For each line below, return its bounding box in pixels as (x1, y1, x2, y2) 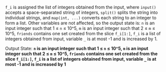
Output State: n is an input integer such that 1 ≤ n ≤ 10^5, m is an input (5, 46, 149, 51)
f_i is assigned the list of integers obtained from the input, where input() (5, 4, 157, 10)
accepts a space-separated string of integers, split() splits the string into (5, 9, 158, 15)
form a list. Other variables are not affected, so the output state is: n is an (5, 20, 155, 26)
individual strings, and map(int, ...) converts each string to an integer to (5, 15, 157, 20)
